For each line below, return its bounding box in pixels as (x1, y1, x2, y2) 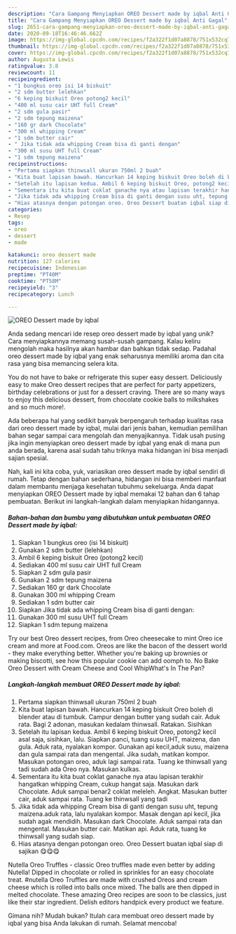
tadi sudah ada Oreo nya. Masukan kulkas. (18, 765, 141, 773)
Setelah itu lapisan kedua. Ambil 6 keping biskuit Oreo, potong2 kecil (18, 728, 216, 736)
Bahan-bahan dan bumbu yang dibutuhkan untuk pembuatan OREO (8, 513, 211, 522)
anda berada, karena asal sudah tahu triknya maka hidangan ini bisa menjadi (8, 447, 228, 455)
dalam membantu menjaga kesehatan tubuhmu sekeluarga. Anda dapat (8, 482, 214, 491)
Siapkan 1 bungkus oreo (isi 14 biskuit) (18, 539, 129, 547)
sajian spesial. (8, 454, 49, 462)
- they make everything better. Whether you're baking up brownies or (8, 649, 209, 657)
